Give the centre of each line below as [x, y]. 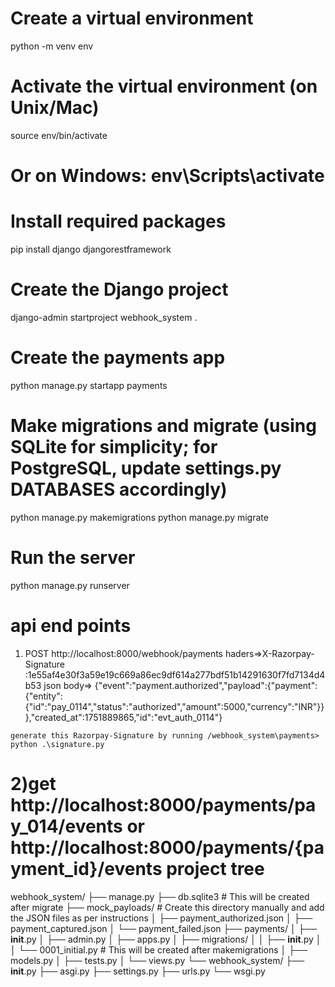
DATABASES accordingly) [119, 489]
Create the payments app [118, 358]
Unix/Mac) [55, 108]
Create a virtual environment [132, 18]
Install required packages [118, 221]
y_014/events [66, 826]
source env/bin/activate [59, 135]
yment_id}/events [86, 868]
